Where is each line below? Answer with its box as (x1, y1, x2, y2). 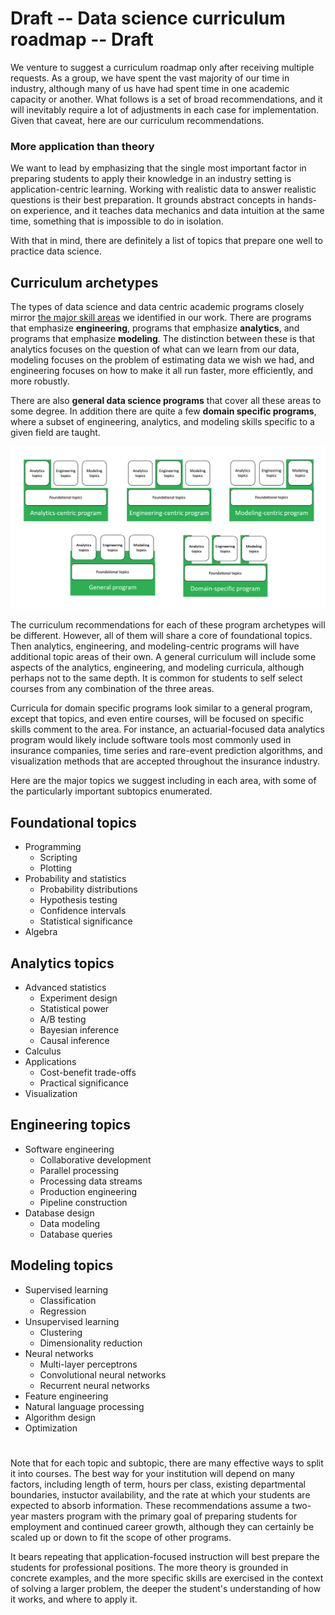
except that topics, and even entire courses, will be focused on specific (10, 713, 305, 725)
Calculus (24, 1045, 62, 1057)
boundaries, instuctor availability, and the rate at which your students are (10, 1488, 311, 1501)
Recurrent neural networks (39, 1379, 150, 1391)
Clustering (39, 1326, 83, 1338)
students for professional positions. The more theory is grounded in (10, 1561, 289, 1573)
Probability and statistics (24, 873, 127, 885)
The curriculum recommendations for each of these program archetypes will (10, 619, 326, 631)
